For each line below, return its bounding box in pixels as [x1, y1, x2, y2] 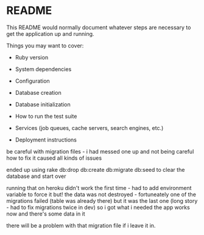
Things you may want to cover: [6, 42, 84, 49]
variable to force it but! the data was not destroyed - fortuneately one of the [6, 191, 197, 198]
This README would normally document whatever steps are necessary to [6, 24, 191, 31]
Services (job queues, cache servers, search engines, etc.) [15, 124, 164, 131]
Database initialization [15, 101, 71, 108]
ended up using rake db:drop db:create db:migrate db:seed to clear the [6, 166, 185, 173]
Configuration [15, 77, 50, 84]
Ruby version [15, 53, 49, 61]
